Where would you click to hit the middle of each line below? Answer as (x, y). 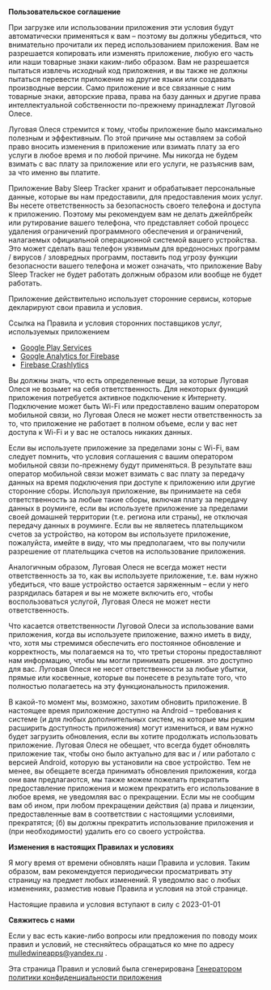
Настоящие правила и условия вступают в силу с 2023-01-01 (114, 904)
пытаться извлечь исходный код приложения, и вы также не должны (128, 71)
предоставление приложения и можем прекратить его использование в (134, 788)
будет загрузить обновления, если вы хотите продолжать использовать (133, 736)
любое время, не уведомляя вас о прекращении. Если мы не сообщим (131, 797)
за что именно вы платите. (55, 172)
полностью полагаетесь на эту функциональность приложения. (119, 686)
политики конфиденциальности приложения (85, 977)
